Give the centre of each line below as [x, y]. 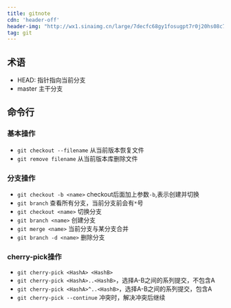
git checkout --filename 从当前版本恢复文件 [80, 150]
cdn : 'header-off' [33, 20]
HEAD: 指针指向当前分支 [51, 80]
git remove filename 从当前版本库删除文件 [77, 158]
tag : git [20, 33]
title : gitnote [29, 13]
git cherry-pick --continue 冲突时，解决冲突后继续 [91, 298]
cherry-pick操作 [34, 256]
